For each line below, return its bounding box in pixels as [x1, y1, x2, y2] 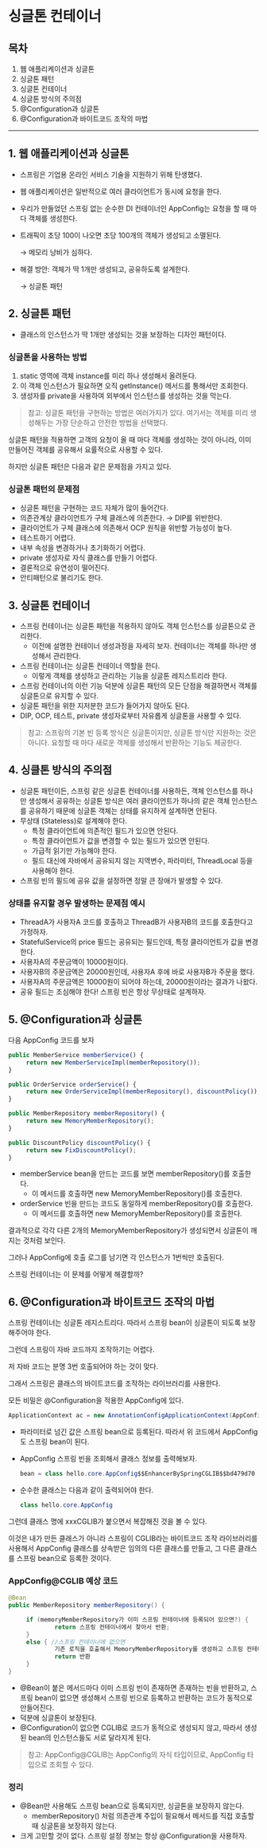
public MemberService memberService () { [8, 1051, 145, 1059]
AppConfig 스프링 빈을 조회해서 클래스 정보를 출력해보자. [19, 1454, 197, 1464]
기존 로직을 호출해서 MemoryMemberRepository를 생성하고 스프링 [54, 1646, 244, 1653]
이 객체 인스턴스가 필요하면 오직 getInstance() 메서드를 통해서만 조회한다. [19, 380, 249, 391]
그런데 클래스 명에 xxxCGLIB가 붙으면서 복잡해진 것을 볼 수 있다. [8, 1516, 208, 1526]
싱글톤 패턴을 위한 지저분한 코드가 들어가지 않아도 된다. [19, 701, 190, 710]
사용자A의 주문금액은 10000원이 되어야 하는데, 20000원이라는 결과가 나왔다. [19, 977, 258, 987]
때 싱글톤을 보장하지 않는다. [31, 1821, 117, 1830]
